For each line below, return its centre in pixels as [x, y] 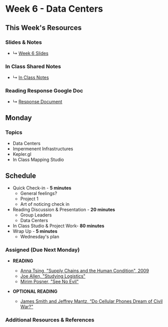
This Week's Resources [44, 28]
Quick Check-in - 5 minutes [42, 188]
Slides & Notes [24, 42]
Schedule [21, 175]
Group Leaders [36, 215]
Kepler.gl [22, 154]
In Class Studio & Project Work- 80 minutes [58, 226]
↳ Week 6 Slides [31, 53]
